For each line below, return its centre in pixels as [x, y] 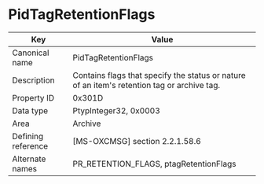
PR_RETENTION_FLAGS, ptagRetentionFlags [154, 164]
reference [30, 145]
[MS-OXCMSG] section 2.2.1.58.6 [137, 141]
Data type [30, 110]
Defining [28, 136]
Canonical [31, 53]
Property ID [33, 98]
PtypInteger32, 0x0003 [117, 110]
